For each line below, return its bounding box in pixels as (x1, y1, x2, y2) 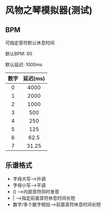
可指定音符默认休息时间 (5, 40, 55, 46)
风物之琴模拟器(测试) (5, 5, 93, 16)
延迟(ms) (23, 75, 45, 82)
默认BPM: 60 (5, 51, 33, 56)
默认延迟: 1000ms (5, 62, 42, 67)
